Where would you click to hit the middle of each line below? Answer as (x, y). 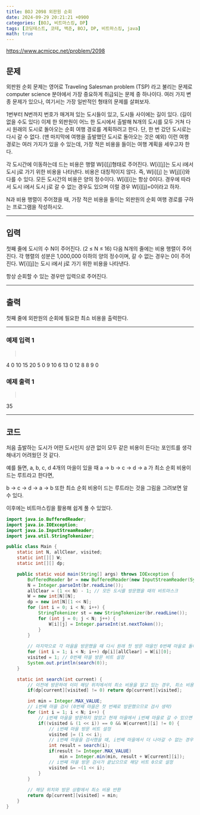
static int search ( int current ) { (60, 679)
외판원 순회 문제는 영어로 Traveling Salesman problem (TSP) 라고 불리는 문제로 (99, 87)
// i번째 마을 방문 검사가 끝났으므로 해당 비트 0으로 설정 (111, 762)
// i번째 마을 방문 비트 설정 (80, 729)
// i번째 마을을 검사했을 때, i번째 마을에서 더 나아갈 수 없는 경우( (122, 740)
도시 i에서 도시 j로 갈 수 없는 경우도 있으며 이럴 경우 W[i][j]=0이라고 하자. (97, 186)
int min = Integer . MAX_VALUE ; (65, 701)
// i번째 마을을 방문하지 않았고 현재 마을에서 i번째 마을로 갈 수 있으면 (115, 718)
